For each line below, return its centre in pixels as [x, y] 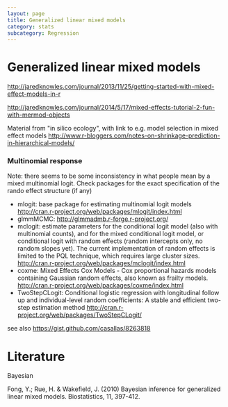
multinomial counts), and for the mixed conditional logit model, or [111, 234]
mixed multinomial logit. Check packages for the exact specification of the [114, 183]
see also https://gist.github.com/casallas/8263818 [79, 329]
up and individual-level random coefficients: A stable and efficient [112, 300]
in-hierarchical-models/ [41, 143]
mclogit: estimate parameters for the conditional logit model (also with [117, 226]
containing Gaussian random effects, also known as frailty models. [113, 278]
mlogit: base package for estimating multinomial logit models [105, 204]
